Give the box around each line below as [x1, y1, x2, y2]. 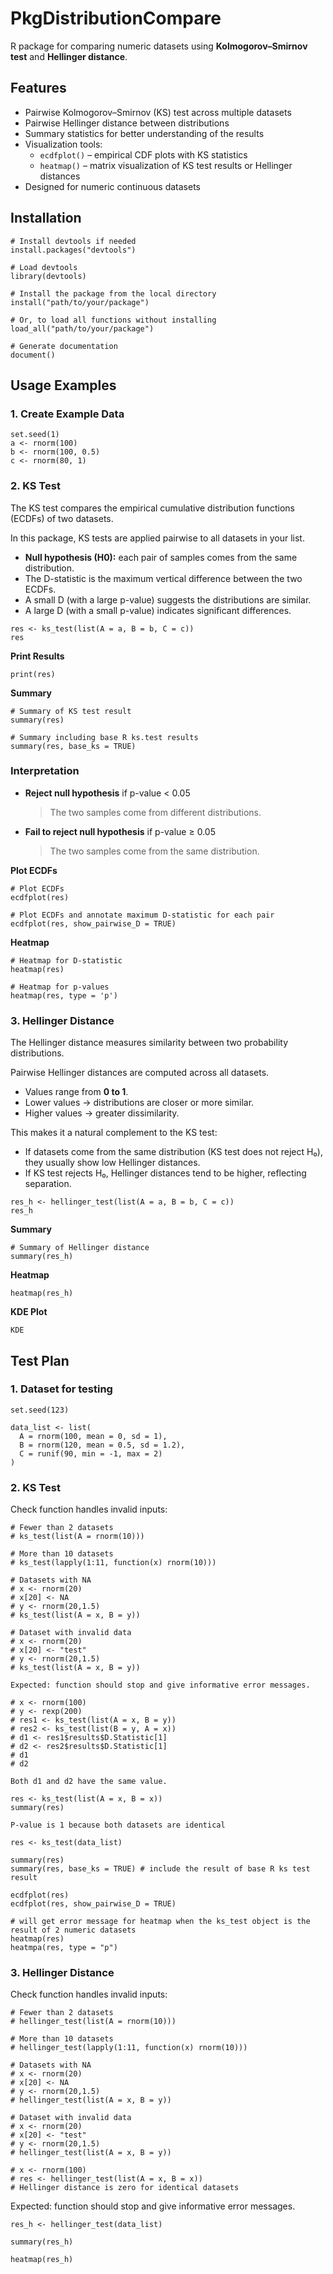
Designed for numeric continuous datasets [24, 180, 201, 192]
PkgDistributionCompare [10, 7, 222, 30]
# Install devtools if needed [10, 236, 137, 246]
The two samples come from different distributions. [49, 806, 262, 818]
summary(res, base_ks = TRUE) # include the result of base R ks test [10, 1864, 311, 1874]
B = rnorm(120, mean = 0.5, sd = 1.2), [19, 1440, 186, 1450]
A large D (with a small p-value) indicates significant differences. [24, 604, 292, 616]
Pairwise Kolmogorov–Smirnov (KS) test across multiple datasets [24, 106, 292, 118]
